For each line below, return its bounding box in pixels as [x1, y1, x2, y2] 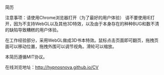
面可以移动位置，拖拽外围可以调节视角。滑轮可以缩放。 [5, 44, 117, 49]
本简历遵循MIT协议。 [5, 54, 47, 60]
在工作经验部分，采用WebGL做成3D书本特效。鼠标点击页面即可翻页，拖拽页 [5, 37, 159, 43]
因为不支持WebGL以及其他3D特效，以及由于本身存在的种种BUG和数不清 [13, 21, 159, 26]
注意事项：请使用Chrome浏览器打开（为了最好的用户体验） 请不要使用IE [5, 15, 151, 21]
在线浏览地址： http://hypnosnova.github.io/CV [5, 64, 99, 70]
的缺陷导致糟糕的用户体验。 [5, 27, 61, 33]
